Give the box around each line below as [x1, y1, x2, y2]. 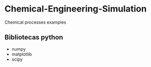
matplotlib [11, 51, 32, 57]
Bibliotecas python [4, 33, 64, 41]
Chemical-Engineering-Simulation [4, 3, 147, 14]
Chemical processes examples [4, 19, 66, 25]
